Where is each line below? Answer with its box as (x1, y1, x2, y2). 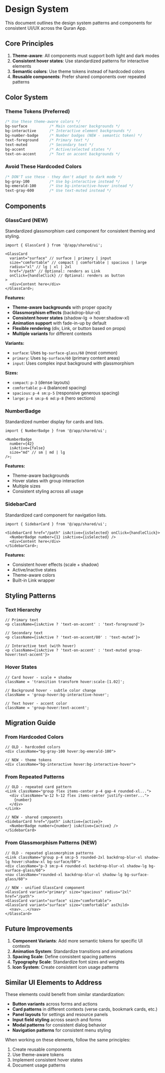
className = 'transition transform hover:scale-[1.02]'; (5, 679, 125, 684)
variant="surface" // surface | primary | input (9, 256, 112, 261)
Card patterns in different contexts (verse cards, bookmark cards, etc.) (12, 1006, 158, 1012)
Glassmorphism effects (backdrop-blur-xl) (12, 309, 100, 315)
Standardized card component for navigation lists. (5, 512, 107, 518)
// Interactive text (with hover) (5, 644, 77, 649)
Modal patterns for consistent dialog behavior (12, 1022, 107, 1028)
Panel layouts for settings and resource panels (12, 1012, 108, 1018)
